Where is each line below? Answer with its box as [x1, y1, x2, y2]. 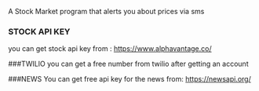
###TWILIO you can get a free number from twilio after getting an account [8, 59, 249, 69]
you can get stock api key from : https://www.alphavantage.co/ [8, 44, 212, 53]
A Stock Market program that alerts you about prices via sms [8, 7, 205, 16]
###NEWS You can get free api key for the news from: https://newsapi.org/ [8, 75, 251, 84]
